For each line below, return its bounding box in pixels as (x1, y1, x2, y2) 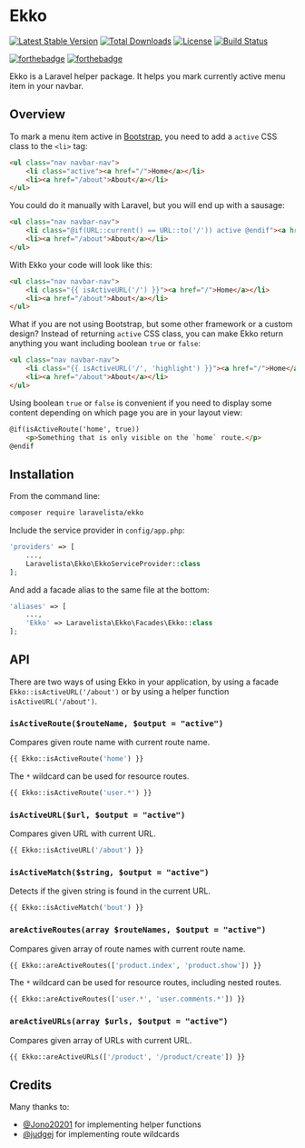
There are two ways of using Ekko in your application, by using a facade (9, 676, 280, 687)
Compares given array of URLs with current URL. (9, 1034, 192, 1045)
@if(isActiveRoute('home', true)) (9, 424, 141, 434)
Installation (9, 466, 74, 482)
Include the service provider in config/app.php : (9, 524, 185, 536)
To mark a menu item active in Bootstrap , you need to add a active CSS (9, 131, 278, 142)
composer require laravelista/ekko (9, 508, 144, 518)
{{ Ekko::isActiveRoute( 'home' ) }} (9, 754, 144, 764)
